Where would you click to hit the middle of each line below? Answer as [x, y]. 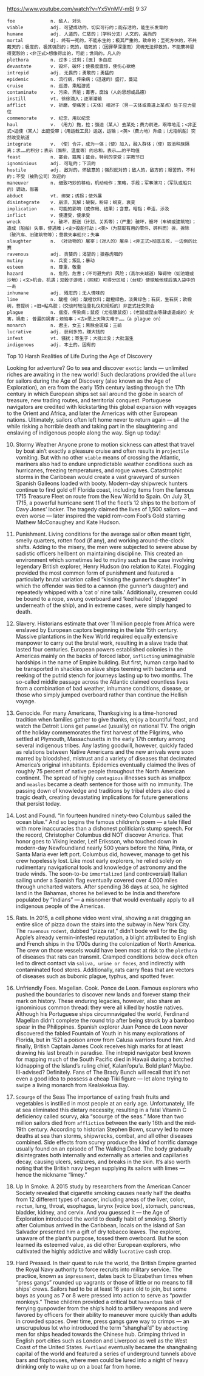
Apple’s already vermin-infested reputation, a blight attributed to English [106, 937]
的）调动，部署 [23, 190]
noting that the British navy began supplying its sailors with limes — [100, 1168]
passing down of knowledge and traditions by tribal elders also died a [103, 791]
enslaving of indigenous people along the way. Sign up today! [84, 433]
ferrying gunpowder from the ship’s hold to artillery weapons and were [104, 1308]
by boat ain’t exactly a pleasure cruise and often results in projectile [102, 451]
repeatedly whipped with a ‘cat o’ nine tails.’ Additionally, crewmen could [107, 592]
